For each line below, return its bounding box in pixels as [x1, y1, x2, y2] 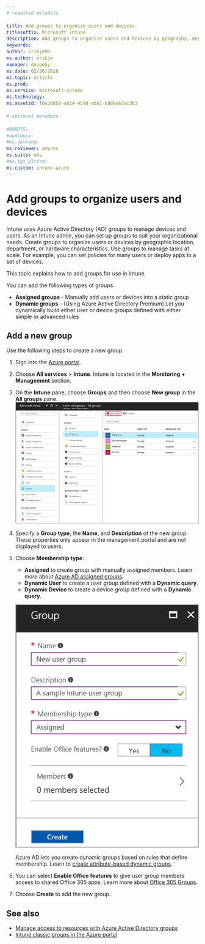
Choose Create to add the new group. [15, 891, 111, 898]
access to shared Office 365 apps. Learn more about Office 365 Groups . [15, 878, 198, 886]
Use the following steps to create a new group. [6, 347, 124, 354]
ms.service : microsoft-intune [6, 88, 84, 94]
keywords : [6, 42, 32, 48]
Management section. [15, 377, 72, 384]
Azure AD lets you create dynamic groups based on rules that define [15, 854, 188, 861]
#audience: [6, 132, 34, 139]
